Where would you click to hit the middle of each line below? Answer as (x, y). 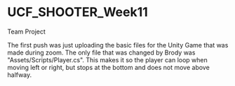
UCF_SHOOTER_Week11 (78, 12)
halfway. (20, 75)
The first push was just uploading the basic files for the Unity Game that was (118, 45)
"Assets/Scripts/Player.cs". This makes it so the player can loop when (108, 59)
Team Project (26, 31)
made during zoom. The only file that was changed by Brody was (101, 52)
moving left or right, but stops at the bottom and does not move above (109, 67)
